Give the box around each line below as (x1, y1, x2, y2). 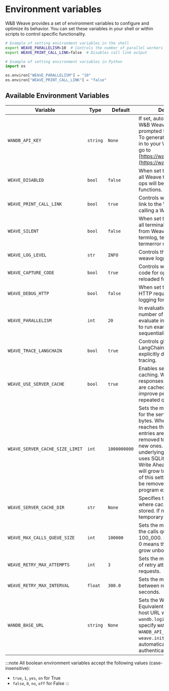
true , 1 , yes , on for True (12, 675, 61, 681)
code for (138, 269, 159, 276)
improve (138, 390, 158, 397)
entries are (138, 430, 164, 437)
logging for (138, 296, 164, 303)
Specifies (138, 495, 161, 502)
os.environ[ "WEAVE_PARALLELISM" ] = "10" (5, 73, 92, 78)
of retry (138, 561, 156, 568)
